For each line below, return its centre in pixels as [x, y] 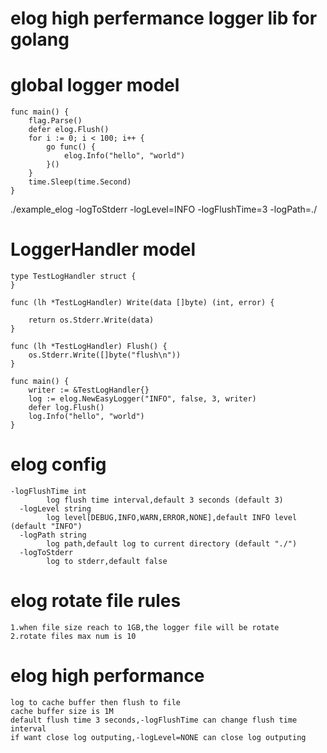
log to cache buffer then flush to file [96, 702]
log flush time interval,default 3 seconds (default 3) [165, 500]
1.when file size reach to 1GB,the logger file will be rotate [145, 627]
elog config [58, 464]
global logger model [95, 85]
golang [40, 39]
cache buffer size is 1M [62, 711]
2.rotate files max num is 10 [73, 636]
